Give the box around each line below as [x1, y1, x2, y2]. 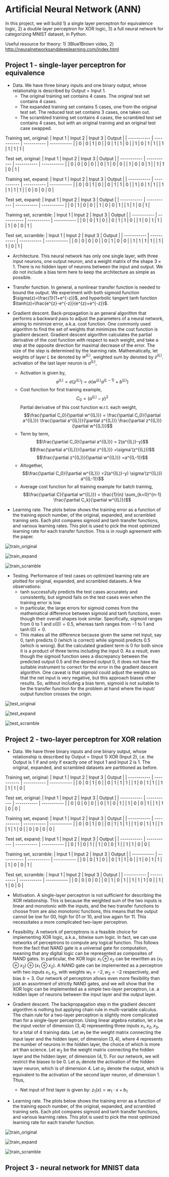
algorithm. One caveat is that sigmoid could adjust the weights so [20, 669, 156, 675]
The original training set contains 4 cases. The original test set [20, 93, 150, 99]
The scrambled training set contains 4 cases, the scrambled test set [20, 114, 162, 120]
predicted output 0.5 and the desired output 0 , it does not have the [20, 659, 159, 665]
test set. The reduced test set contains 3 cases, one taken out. [20, 109, 150, 115]
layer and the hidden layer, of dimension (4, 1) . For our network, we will [12, 1053, 160, 1059]
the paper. [12, 533, 34, 539]
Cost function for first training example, [20, 386, 102, 392]
